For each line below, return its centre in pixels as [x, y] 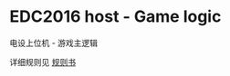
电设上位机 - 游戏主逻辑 [54, 43]
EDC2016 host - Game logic [115, 17]
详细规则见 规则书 [42, 62]
